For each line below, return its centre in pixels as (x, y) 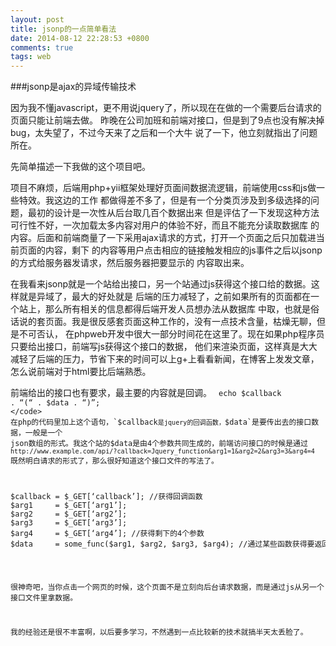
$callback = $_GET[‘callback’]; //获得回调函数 (106, 497)
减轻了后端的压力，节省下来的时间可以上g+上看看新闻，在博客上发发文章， (165, 359)
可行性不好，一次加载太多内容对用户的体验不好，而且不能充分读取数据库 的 (165, 225)
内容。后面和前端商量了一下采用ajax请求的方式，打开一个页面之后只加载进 (163, 238)
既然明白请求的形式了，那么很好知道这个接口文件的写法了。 (114, 461)
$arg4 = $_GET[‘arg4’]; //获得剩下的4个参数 (107, 534)
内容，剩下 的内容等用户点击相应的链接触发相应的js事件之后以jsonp (183, 250)
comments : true (42, 47)
